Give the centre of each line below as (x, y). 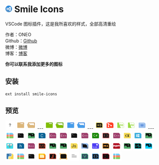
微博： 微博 (16, 47)
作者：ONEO (18, 34)
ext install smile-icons (31, 94)
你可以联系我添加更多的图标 (34, 64)
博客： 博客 (16, 53)
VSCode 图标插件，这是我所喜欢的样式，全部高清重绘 (61, 24)
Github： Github (21, 41)
